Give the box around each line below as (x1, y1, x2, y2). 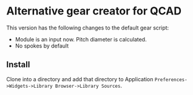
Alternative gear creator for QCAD (6, 4, 182, 18)
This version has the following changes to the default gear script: (6, 24, 169, 31)
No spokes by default (15, 42, 69, 49)
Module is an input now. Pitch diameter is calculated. (15, 35, 147, 43)
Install (6, 60, 30, 70)
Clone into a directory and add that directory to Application (6, 75, 154, 82)
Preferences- (154, 76, 188, 82)
